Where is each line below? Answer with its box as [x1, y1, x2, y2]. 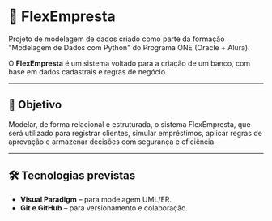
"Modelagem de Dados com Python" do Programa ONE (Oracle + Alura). [8, 42, 250, 52]
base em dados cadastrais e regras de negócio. [8, 66, 168, 76]
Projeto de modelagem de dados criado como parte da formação [8, 34, 225, 44]
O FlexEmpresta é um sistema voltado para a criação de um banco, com [8, 58, 251, 68]
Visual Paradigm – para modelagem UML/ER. [19, 194, 172, 204]
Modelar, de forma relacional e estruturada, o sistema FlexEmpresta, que [8, 119, 251, 129]
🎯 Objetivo [8, 98, 62, 112]
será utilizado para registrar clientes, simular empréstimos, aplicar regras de [8, 128, 263, 138]
